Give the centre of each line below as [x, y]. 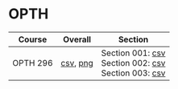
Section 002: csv [133, 63]
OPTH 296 [33, 63]
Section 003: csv [133, 73]
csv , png [77, 63]
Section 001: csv [133, 53]
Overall [77, 39]
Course [33, 39]
